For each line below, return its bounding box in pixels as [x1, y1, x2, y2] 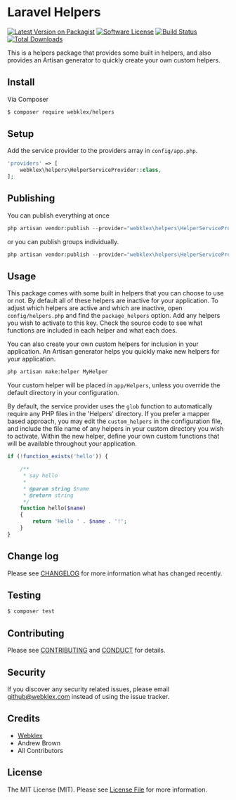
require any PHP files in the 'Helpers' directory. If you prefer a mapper [7, 410, 210, 418]
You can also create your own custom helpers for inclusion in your [7, 340, 199, 348]
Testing [7, 589, 41, 601]
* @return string [22, 492, 74, 499]
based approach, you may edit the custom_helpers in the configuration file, [7, 417, 223, 425]
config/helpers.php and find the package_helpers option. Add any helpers [7, 312, 221, 320]
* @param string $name [22, 485, 90, 492]
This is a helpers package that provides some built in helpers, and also [7, 48, 211, 57]
